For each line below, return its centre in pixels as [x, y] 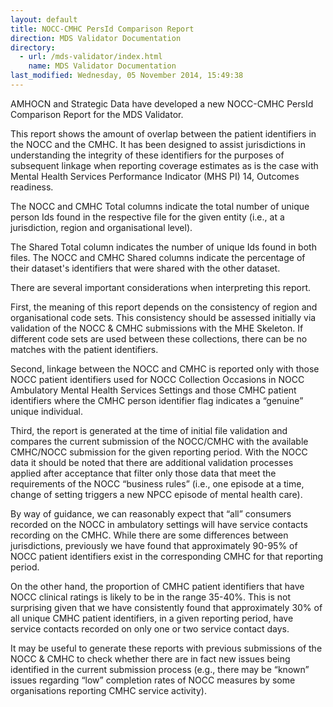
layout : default [44, 19]
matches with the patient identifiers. [84, 349]
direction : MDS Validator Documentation [96, 38]
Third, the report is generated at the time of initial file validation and [149, 430]
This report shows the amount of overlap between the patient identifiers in [163, 133]
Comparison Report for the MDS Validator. [97, 114]
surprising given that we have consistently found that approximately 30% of [166, 607]
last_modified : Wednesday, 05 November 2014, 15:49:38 [127, 76]
